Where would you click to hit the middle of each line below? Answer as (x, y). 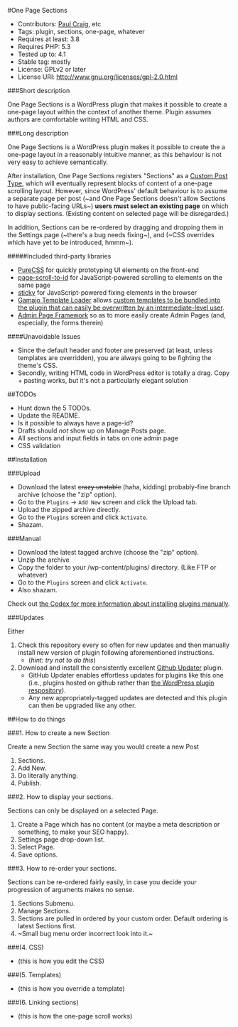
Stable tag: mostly (44, 62)
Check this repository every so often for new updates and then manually (123, 645)
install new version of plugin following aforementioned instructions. (116, 652)
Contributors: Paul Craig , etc (59, 24)
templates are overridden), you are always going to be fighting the (114, 358)
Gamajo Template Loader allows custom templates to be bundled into (119, 300)
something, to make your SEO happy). (73, 832)
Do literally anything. (48, 776)
